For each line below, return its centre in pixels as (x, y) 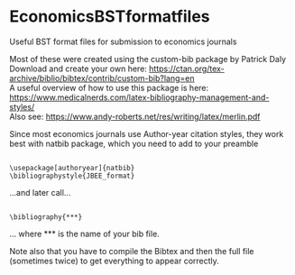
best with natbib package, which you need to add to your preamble (134, 143)
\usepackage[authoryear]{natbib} (72, 168)
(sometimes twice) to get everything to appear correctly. (114, 261)
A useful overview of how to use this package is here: (109, 87)
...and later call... (40, 192)
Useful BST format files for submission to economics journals (123, 41)
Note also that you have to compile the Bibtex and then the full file (132, 251)
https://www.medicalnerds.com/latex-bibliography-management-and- (139, 97)
